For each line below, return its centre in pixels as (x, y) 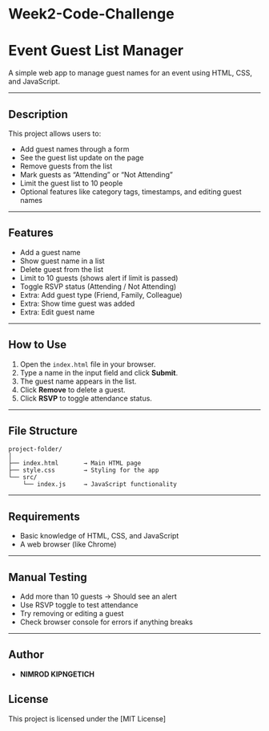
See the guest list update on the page (82, 157)
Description (38, 114)
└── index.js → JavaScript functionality (100, 485)
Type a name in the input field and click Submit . (99, 372)
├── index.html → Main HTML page (75, 463)
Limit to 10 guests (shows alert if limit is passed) (99, 278)
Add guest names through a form (74, 148)
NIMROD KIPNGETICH (57, 674)
